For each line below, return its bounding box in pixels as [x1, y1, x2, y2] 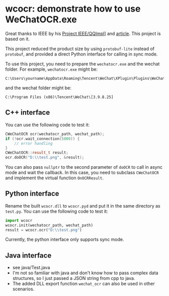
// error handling [14, 141, 53, 146]
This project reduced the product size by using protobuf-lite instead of [5, 45, 155, 52]
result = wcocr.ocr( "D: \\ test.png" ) [5, 227, 82, 232]
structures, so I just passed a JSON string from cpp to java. [12, 275, 135, 281]
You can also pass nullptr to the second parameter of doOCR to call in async [5, 164, 162, 170]
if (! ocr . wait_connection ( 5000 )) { [5, 136, 80, 141]
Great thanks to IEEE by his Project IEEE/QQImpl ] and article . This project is [5, 30, 161, 36]
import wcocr [5, 218, 33, 223]
